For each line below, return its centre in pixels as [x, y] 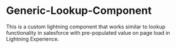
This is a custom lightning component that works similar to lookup [86, 27]
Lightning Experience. [33, 39]
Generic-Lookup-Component [79, 11]
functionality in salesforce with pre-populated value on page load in [88, 32]
